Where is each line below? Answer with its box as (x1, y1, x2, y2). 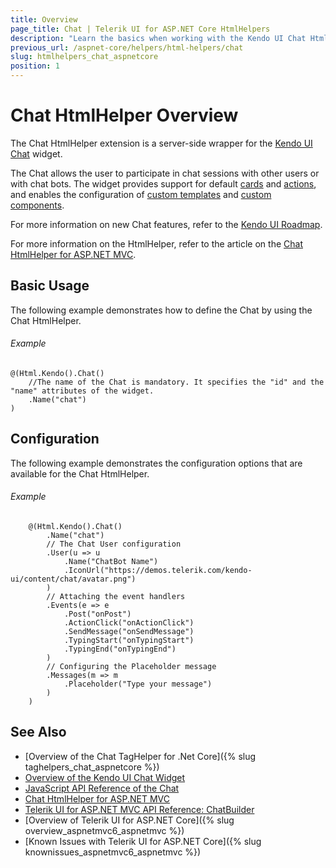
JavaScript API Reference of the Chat (24, 782, 180, 794)
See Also (10, 724, 67, 741)
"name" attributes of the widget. (10, 386, 155, 396)
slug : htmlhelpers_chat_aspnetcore (10, 52, 159, 62)
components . (10, 199, 65, 211)
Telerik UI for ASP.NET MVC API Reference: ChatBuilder (24, 803, 255, 815)
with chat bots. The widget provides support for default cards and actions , (10, 177, 317, 190)
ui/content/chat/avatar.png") (10, 574, 137, 584)
